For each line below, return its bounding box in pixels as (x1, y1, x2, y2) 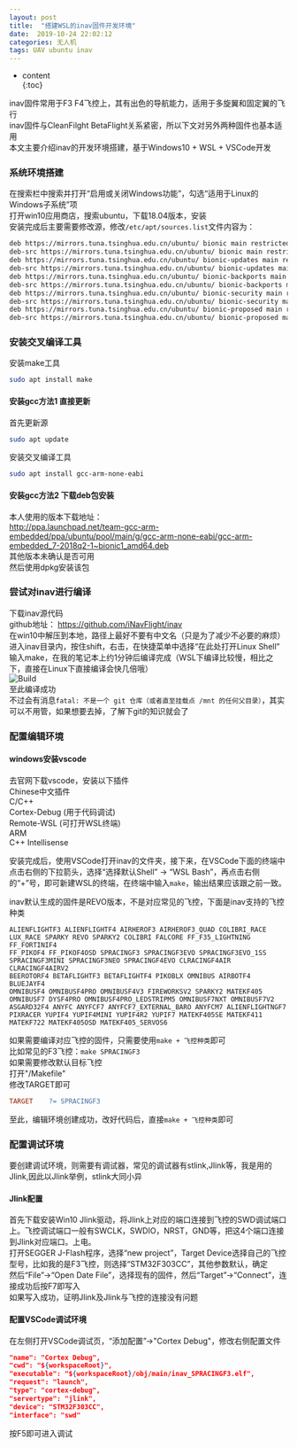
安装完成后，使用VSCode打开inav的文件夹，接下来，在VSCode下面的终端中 (9, 855, 286, 866)
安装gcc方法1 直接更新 (9, 395, 91, 406)
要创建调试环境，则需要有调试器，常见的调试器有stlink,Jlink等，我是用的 (9, 1160, 272, 1171)
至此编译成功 (9, 683, 56, 694)
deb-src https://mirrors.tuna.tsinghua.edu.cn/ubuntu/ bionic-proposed (9, 314, 278, 323)
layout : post (9, 12, 57, 22)
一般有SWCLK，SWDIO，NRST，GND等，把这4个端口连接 (70, 1225, 285, 1236)
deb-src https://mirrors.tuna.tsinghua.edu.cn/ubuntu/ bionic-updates (9, 264, 275, 273)
